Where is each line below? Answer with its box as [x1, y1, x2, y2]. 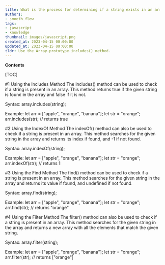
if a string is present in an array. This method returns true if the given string [5, 86, 157, 92]
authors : [5, 12, 23, 17]
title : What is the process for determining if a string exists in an [5, 7, 153, 12]
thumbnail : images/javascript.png [5, 35, 76, 40]
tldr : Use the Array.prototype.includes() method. [5, 48, 111, 53]
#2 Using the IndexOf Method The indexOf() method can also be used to [5, 125, 152, 131]
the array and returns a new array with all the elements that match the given [5, 225, 159, 231]
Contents [5, 62, 25, 68]
